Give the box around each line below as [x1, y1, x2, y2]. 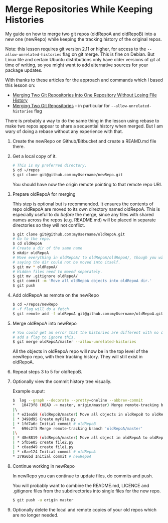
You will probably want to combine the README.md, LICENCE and [12, 482, 149, 488]
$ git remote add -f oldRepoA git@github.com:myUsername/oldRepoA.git [12, 311, 163, 316]
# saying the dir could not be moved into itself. [12, 259, 121, 265]
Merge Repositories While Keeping [5, 4, 153, 15]
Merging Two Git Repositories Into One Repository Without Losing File [12, 92, 157, 98]
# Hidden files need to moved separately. [12, 269, 103, 274]
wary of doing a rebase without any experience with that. [5, 128, 123, 134]
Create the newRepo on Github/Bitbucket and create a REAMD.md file [12, 138, 156, 144]
